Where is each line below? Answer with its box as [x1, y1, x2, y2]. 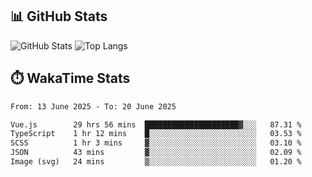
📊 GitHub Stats [10, 8, 108, 25]
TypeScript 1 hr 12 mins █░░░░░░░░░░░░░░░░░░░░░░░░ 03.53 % [10, 129, 302, 139]
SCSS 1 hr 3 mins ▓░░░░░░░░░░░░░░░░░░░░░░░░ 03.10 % [10, 138, 302, 148]
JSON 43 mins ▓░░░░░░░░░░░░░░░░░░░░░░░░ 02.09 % [10, 148, 302, 158]
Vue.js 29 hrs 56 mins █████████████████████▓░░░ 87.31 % [10, 119, 302, 130]
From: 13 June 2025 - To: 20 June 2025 [10, 101, 177, 112]
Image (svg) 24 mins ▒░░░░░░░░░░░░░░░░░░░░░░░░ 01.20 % [10, 157, 302, 167]
